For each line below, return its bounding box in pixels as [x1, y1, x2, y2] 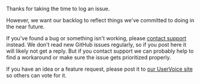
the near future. [6, 23, 45, 30]
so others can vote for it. [6, 72, 67, 79]
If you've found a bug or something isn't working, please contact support [6, 35, 187, 41]
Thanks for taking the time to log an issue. [6, 5, 110, 12]
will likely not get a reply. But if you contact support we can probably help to [6, 47, 194, 55]
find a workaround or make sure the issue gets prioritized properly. [6, 54, 172, 61]
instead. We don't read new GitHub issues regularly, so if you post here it [6, 41, 187, 48]
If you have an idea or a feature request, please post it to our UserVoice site [6, 65, 193, 73]
